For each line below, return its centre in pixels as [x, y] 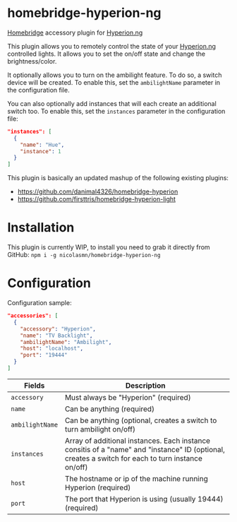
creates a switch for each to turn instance [134, 458]
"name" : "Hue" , [42, 145]
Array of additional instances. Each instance [137, 441]
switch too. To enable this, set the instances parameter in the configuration [116, 111]
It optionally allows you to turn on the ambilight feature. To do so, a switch [115, 75]
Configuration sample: [39, 303]
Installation [41, 228]
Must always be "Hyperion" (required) [128, 397]
